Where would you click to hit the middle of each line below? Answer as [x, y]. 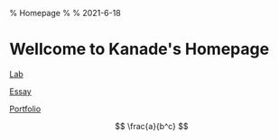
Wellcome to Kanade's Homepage [139, 49]
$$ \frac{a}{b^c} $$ [152, 126]
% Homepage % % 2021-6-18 [65, 13]
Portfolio [25, 109]
